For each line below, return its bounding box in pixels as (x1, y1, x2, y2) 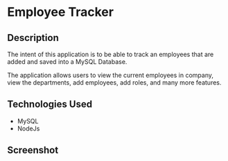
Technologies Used (7, 99, 92, 110)
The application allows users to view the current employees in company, (7, 71, 213, 79)
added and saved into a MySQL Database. (7, 58, 128, 66)
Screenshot (7, 144, 59, 156)
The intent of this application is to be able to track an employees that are (7, 50, 214, 58)
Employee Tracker (7, 4, 114, 20)
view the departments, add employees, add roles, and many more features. (7, 78, 222, 87)
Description (7, 32, 59, 44)
